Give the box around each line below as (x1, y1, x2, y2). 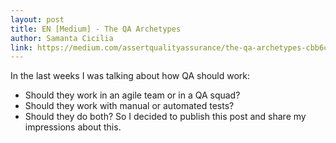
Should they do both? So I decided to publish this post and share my (24, 111, 307, 123)
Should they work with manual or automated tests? (24, 100, 235, 112)
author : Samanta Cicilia (10, 33, 114, 43)
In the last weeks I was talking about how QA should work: (10, 70, 251, 82)
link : (10, 42, 33, 53)
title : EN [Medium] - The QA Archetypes (10, 24, 182, 34)
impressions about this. (24, 121, 122, 133)
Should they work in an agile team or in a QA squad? (24, 89, 241, 101)
